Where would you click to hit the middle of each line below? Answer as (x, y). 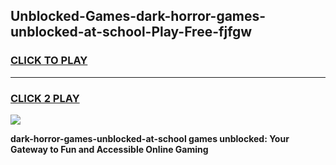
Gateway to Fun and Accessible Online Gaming (109, 149)
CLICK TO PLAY (49, 61)
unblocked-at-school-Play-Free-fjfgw (131, 32)
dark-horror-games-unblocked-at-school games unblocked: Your (150, 138)
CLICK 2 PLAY (45, 98)
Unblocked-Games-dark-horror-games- (138, 16)
